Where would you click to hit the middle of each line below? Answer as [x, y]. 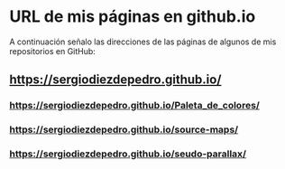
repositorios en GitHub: [53, 51]
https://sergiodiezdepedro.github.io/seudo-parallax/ [128, 154]
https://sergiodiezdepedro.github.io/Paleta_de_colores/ [134, 106]
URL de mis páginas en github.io [133, 17]
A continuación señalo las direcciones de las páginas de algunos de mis [143, 42]
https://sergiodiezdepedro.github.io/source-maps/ [124, 130]
